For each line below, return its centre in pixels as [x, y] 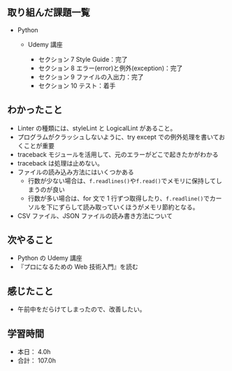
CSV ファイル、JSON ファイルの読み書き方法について [95, 215]
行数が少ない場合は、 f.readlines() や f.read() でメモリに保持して [122, 180]
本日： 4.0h [34, 352]
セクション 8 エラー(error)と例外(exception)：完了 [110, 68]
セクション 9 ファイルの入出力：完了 [91, 76]
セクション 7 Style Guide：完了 [83, 59]
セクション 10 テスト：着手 [77, 86]
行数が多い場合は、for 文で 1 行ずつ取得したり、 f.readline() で [118, 198]
